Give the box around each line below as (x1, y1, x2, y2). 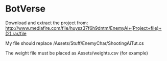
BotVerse (5, 3, 46, 15)
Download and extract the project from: (5, 20, 88, 26)
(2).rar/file (5, 30, 27, 36)
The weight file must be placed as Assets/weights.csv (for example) (5, 50, 148, 56)
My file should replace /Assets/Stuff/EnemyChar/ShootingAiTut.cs (5, 40, 144, 46)
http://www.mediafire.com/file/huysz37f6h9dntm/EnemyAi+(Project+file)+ (5, 25, 162, 31)
